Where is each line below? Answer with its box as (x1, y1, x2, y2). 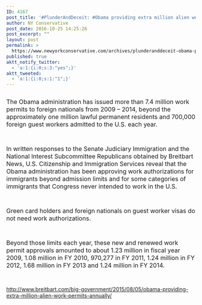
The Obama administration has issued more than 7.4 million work (6, 97, 189, 106)
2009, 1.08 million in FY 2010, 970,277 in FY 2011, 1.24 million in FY (6, 254, 195, 262)
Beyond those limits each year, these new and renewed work (6, 239, 179, 247)
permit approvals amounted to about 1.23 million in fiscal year (6, 246, 180, 254)
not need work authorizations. (6, 214, 91, 223)
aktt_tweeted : (6, 70, 42, 76)
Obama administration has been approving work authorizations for (6, 167, 194, 176)
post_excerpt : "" (6, 31, 50, 37)
